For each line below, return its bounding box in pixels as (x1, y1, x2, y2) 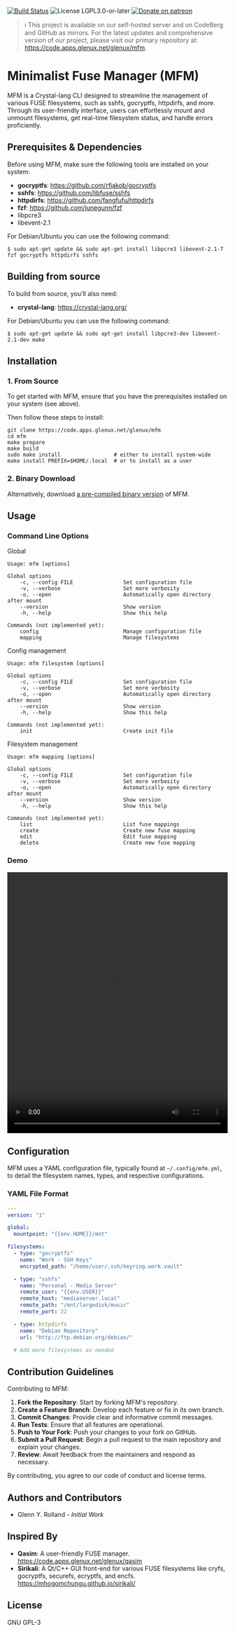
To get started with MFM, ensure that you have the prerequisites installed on (7, 392, 227, 401)
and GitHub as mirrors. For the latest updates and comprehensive (24, 29, 213, 36)
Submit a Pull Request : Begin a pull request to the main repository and (17, 1436, 222, 1444)
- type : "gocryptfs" (13, 1250, 73, 1257)
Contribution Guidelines (7, 1365, 114, 1378)
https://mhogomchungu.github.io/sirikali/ (17, 1579, 136, 1587)
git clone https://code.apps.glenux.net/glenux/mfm (7, 427, 161, 434)
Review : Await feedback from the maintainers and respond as (17, 1450, 196, 1459)
